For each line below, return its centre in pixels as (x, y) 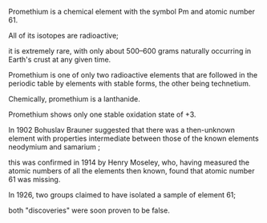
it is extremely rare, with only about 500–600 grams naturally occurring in (130, 51)
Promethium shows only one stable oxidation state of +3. (102, 114)
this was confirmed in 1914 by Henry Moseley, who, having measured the (129, 162)
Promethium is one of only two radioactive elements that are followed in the (133, 75)
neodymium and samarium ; (54, 147)
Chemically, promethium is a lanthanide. (74, 99)
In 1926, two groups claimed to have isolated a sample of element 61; (122, 195)
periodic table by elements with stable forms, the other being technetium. (129, 84)
